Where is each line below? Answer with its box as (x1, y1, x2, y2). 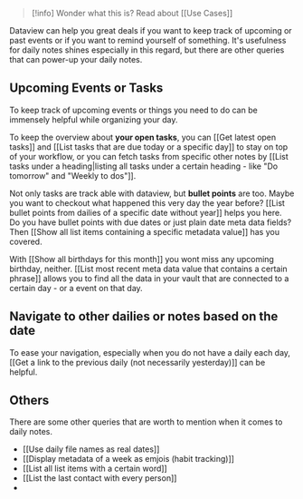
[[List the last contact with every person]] (22, 473, 177, 484)
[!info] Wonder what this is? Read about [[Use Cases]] (31, 8, 233, 18)
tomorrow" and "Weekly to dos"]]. (9, 170, 137, 181)
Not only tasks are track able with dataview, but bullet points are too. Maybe (9, 188, 295, 199)
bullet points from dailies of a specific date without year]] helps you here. (9, 207, 282, 218)
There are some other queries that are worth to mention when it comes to (9, 416, 283, 427)
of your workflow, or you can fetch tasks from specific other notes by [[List (9, 151, 289, 161)
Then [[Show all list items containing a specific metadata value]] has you (9, 226, 280, 237)
